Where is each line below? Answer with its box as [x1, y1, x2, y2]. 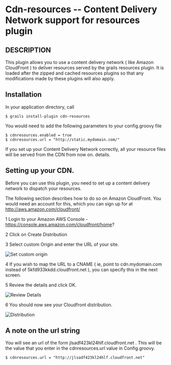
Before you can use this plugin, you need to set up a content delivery [5, 180, 151, 186]
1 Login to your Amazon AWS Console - [5, 216, 88, 222]
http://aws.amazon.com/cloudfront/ [5, 206, 80, 212]
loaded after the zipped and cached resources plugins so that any [5, 70, 144, 76]
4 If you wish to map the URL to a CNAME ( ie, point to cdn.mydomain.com [5, 261, 162, 267]
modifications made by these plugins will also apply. [5, 76, 115, 81]
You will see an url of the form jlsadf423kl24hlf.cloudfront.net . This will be [5, 340, 162, 346]
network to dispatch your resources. [5, 185, 82, 191]
